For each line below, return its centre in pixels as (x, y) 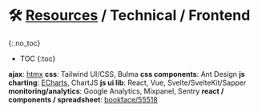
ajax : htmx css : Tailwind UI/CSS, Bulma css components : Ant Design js (127, 74)
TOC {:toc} (38, 58)
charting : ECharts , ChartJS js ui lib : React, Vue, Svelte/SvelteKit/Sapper (127, 82)
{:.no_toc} (24, 43)
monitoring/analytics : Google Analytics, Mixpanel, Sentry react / (116, 91)
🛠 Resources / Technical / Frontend (129, 16)
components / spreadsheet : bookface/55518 (83, 99)
